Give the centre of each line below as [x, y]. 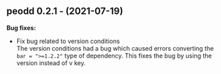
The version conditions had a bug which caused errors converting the [115, 48]
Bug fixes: [21, 27]
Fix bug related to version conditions [68, 41]
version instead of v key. [51, 63]
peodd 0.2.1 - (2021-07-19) [65, 11]
